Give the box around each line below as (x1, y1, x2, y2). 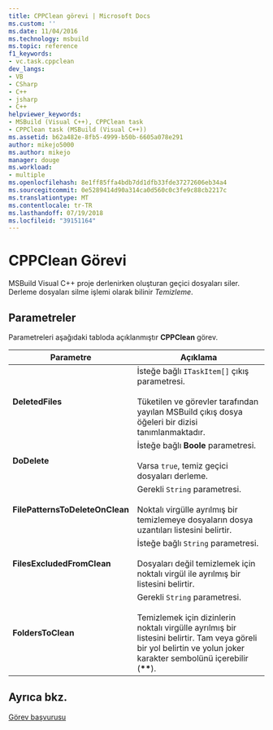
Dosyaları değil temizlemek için (136, 558, 256, 569)
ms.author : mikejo (8, 148, 71, 156)
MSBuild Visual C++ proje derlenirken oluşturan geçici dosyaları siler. (8, 279, 240, 288)
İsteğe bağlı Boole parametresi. (136, 440, 257, 451)
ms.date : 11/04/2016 (8, 27, 79, 35)
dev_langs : (8, 65, 45, 73)
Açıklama (180, 352, 218, 363)
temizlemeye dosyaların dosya (136, 514, 253, 526)
